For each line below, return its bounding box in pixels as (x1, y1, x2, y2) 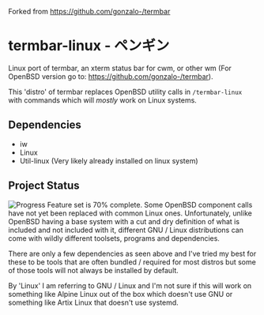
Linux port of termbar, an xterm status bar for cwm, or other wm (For (8, 63, 232, 73)
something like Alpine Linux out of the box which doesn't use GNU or (8, 289, 233, 298)
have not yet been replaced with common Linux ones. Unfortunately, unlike (8, 208, 253, 218)
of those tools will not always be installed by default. (8, 265, 179, 275)
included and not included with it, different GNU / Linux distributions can (8, 225, 243, 234)
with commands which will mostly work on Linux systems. (8, 95, 198, 105)
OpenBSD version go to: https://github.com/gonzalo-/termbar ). (8, 71, 213, 81)
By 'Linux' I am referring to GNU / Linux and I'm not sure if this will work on (8, 280, 252, 291)
